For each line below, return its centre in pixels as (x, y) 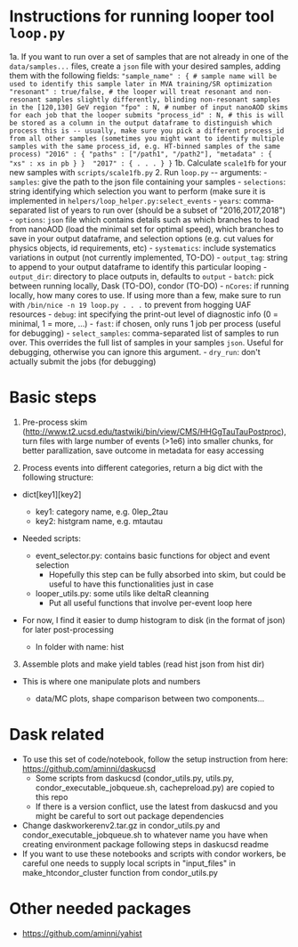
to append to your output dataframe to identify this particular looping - (138, 267)
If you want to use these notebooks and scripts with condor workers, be (154, 854)
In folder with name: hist (80, 646)
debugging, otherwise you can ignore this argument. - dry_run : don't (135, 352)
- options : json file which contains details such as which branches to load (145, 219)
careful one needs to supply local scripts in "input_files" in (129, 863)
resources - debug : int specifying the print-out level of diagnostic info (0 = (144, 314)
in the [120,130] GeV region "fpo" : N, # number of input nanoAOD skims (149, 107)
